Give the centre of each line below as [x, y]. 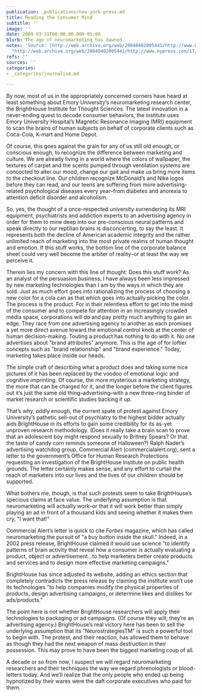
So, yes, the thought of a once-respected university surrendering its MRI [96, 209]
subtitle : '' [23, 23]
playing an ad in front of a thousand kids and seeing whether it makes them [99, 512]
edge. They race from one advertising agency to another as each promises [99, 324]
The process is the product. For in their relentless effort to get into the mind [99, 304]
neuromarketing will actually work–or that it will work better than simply [94, 506]
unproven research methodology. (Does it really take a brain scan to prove [98, 430]
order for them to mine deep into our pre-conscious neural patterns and [95, 222]
